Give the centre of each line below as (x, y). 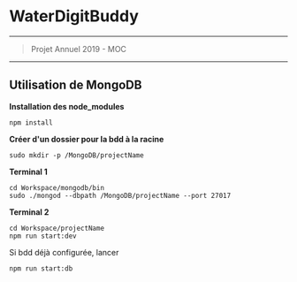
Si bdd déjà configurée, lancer (64, 252)
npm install (31, 122)
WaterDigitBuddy (74, 16)
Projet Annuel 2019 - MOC (78, 49)
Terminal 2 (29, 212)
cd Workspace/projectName (57, 228)
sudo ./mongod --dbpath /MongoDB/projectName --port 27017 (120, 195)
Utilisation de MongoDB (76, 85)
